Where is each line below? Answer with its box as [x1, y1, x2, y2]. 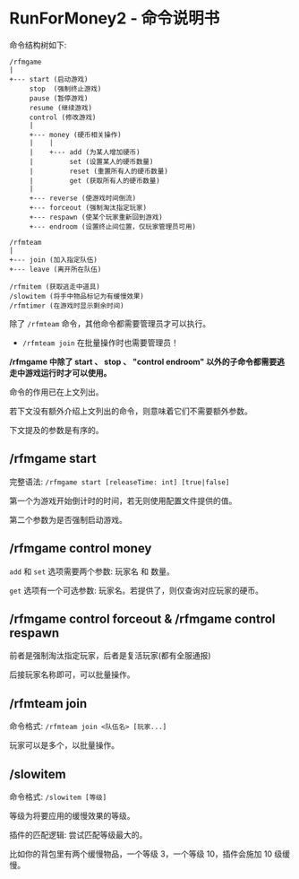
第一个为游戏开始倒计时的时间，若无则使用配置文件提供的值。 [9, 495, 237, 506]
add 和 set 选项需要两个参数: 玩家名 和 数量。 [9, 566, 175, 577]
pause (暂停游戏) [29, 93, 89, 103]
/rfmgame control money [9, 541, 152, 556]
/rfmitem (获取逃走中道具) [9, 282, 100, 292]
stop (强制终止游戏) [29, 84, 102, 93]
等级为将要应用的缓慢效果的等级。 [9, 811, 135, 821]
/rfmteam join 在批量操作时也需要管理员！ [21, 337, 179, 348]
